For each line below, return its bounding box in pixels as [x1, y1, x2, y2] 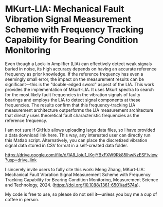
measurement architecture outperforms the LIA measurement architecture [5, 107, 154, 113]
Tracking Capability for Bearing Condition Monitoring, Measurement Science [5, 176, 159, 183]
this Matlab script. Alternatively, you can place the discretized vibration [5, 137, 147, 143]
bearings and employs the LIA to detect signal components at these [5, 97, 141, 103]
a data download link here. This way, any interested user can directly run [5, 132, 151, 138]
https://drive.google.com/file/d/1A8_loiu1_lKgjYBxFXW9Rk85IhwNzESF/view [5, 152, 158, 157]
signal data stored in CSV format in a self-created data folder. [5, 142, 128, 148]
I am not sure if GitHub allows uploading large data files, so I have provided [5, 127, 156, 133]
